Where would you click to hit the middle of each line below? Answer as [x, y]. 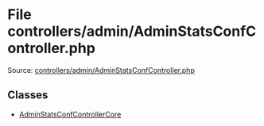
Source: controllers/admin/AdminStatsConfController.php [101, 70]
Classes [28, 95]
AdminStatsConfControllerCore [70, 114]
